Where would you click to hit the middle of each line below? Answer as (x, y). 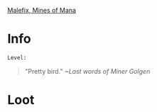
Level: (17, 57)
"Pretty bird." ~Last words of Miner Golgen (87, 71)
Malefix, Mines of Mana (42, 10)
